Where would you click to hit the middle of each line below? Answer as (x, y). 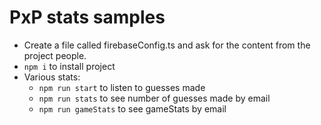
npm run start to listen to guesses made (122, 87)
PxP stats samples (87, 17)
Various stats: (52, 77)
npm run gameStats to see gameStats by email (132, 108)
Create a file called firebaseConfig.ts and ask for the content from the (167, 45)
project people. (55, 55)
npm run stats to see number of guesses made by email (154, 98)
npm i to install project (69, 66)
